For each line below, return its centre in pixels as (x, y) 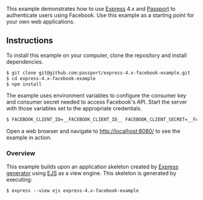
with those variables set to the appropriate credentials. (74, 108)
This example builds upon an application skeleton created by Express (92, 167)
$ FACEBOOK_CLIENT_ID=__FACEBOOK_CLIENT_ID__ (64, 120)
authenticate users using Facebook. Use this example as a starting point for (100, 15)
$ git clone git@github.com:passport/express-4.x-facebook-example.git (98, 73)
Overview (21, 153)
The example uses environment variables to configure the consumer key (96, 96)
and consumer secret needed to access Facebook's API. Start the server (97, 102)
